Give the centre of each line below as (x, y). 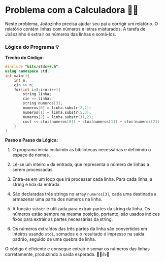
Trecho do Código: (25, 58)
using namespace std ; (27, 71)
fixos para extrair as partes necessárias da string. (63, 219)
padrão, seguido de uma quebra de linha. (54, 239)
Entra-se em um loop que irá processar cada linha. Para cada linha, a (82, 179)
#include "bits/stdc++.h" (32, 67)
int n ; (21, 80)
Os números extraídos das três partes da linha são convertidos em (80, 229)
